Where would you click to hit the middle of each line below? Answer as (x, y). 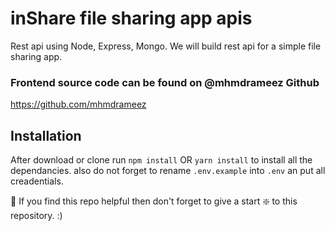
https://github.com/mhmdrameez (78, 104)
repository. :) (36, 216)
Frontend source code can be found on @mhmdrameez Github (165, 82)
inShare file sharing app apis (131, 18)
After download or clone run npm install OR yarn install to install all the (161, 160)
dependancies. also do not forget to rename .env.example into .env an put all (168, 171)
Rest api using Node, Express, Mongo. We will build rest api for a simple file (166, 46)
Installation (46, 135)
